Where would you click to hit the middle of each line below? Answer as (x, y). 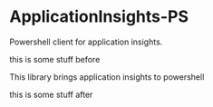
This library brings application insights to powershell (107, 77)
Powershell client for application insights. (86, 42)
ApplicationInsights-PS (99, 17)
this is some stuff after (51, 94)
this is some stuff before (55, 59)
